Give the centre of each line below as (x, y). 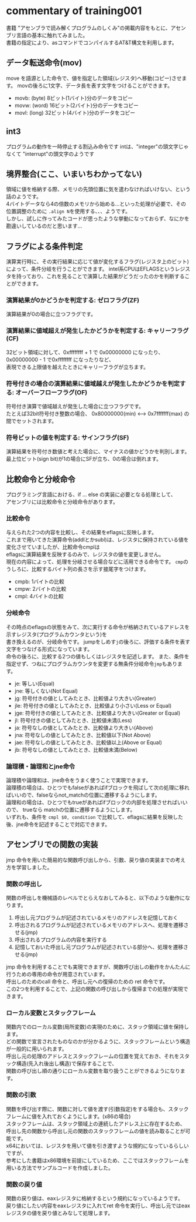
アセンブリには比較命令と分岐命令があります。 (62, 502)
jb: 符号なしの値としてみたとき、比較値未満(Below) (76, 749)
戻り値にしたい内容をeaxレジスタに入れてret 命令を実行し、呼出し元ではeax (98, 1206)
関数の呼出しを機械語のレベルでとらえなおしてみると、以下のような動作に (96, 898)
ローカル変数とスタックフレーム (51, 1013)
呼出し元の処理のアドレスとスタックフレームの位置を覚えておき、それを (93, 1056)
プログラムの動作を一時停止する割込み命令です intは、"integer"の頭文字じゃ (97, 146)
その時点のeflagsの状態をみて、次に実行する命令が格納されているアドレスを (98, 627)
